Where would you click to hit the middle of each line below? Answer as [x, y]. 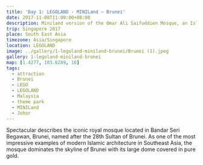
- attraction [28, 74]
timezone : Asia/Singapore [39, 40]
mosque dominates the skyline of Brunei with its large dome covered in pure [101, 149]
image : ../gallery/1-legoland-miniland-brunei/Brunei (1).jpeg [88, 51]
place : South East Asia [36, 34]
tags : [13, 68]
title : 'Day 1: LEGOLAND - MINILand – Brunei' [66, 12]
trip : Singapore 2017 [34, 29]
